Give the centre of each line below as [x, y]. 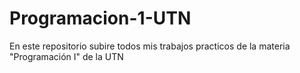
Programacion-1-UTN [100, 18]
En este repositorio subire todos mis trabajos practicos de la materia [150, 46]
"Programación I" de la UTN [66, 56]
